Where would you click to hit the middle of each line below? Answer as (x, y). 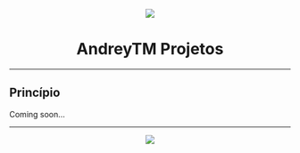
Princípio (35, 93)
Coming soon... (37, 114)
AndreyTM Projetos (150, 49)
